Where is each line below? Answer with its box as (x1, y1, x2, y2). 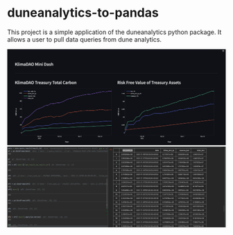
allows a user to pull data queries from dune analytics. (7, 35, 162, 43)
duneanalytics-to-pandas (7, 5, 159, 21)
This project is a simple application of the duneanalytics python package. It (7, 28, 222, 36)
